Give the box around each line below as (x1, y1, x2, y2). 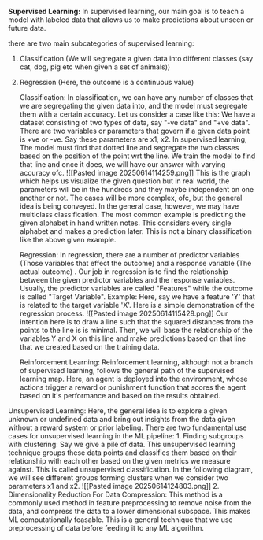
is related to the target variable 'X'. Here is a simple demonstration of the (19, 301, 255, 309)
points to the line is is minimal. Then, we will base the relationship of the (19, 326, 254, 335)
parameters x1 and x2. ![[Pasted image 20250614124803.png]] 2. (8, 482, 220, 490)
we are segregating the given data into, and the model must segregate (19, 102, 248, 110)
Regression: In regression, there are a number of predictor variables (19, 250, 240, 259)
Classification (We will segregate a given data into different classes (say (19, 54, 254, 63)
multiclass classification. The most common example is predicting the (19, 210, 246, 219)
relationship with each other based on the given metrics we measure (8, 457, 231, 465)
